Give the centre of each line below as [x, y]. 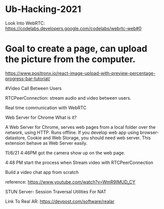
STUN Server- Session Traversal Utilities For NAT [56, 191]
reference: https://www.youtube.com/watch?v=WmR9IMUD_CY [70, 182]
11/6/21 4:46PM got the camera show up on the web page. [65, 153]
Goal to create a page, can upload [76, 49]
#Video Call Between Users [33, 88]
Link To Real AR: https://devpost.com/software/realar [60, 201]
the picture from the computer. [70, 59]
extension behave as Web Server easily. [46, 143]
